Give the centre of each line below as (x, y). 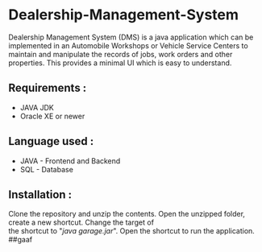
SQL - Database (47, 169)
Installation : (40, 194)
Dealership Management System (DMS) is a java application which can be (131, 37)
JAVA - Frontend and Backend (70, 161)
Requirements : (48, 88)
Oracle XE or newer (52, 116)
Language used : (51, 141)
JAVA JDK (37, 107)
